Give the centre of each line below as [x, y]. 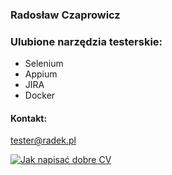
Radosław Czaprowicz [65, 15]
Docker [40, 95]
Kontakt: [29, 118]
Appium [41, 74]
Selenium [44, 64]
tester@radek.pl [43, 140]
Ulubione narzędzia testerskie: [86, 41]
